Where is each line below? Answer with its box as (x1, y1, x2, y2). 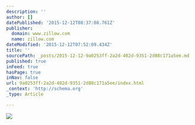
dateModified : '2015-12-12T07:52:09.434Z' (6, 42, 113, 48)
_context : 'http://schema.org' (6, 86, 84, 92)
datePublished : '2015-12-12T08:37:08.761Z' (6, 20, 116, 25)
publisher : (6, 25, 33, 31)
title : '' (6, 47, 31, 53)
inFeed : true (6, 63, 39, 70)
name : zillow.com (11, 36, 55, 42)
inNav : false (6, 75, 39, 81)
